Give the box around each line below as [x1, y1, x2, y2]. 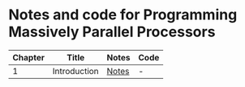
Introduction [52, 65, 99, 77]
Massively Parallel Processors [8, 23, 216, 41]
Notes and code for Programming [8, 6, 238, 24]
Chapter [12, 52, 45, 63]
